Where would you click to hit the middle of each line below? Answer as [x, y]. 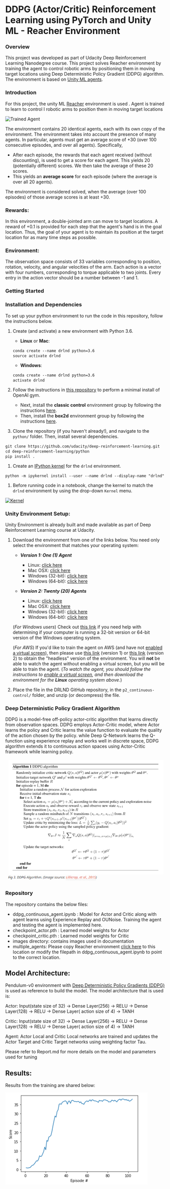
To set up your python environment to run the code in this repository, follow [84, 315]
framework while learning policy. [39, 752]
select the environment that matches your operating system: [76, 545]
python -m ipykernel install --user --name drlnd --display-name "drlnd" [85, 476]
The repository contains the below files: [47, 904]
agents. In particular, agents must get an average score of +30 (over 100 [81, 139]
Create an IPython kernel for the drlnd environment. [67, 466]
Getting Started [25, 291]
